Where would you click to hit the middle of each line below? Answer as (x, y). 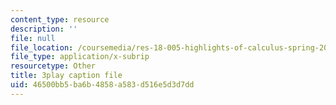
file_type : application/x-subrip (80, 57)
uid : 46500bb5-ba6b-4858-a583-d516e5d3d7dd (102, 85)
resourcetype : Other (53, 66)
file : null (33, 38)
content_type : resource (60, 19)
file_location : (42, 47)
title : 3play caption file (66, 76)
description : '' (44, 29)
